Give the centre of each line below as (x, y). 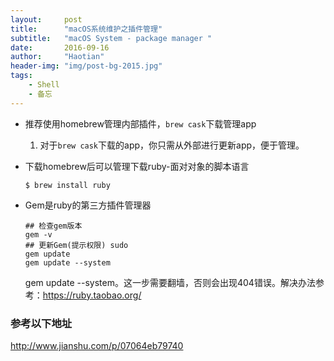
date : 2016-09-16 (60, 47)
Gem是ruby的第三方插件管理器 (88, 205)
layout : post (46, 19)
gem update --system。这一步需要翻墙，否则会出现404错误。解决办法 (170, 282)
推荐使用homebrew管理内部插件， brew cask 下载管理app (140, 123)
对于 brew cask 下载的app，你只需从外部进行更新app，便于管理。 (172, 145)
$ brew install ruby (67, 185)
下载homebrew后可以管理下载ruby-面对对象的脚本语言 (137, 166)
